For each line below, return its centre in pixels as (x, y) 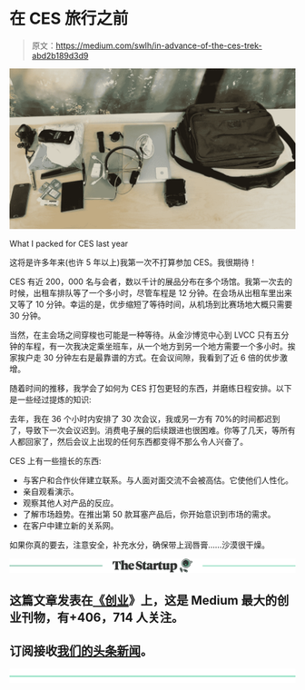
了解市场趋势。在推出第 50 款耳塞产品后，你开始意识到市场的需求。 (149, 515)
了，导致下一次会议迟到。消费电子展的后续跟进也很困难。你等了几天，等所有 (152, 430)
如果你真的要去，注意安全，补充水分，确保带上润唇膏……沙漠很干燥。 (140, 545)
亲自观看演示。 (50, 492)
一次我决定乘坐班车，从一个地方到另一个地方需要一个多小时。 (172, 347)
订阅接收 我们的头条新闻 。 (81, 651)
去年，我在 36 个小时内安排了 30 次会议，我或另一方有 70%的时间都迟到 (145, 419)
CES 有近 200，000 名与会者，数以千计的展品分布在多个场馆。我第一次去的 (151, 281)
